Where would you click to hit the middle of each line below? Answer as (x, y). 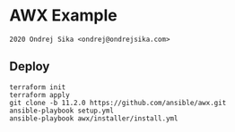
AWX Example (64, 16)
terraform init (38, 87)
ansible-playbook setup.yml (62, 111)
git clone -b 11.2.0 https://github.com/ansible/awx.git (118, 103)
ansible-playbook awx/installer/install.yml (94, 118)
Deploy (30, 66)
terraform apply (39, 95)
